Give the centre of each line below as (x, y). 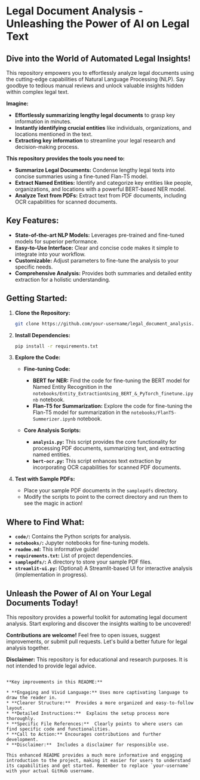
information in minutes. (43, 121)
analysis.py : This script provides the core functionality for (104, 442)
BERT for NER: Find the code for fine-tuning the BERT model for (111, 380)
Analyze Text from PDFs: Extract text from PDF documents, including (101, 195)
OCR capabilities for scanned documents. (66, 202)
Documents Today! (42, 603)
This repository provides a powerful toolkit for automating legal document (97, 617)
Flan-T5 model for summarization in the (81, 412)
